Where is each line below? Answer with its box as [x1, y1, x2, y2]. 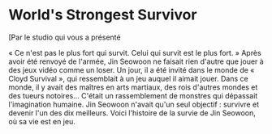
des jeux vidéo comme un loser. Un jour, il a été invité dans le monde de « [8, 65, 255, 74]
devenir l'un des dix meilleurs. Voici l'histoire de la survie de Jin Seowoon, [8, 107, 256, 118]
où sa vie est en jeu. [8, 116, 76, 126]
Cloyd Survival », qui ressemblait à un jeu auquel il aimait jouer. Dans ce [8, 73, 249, 83]
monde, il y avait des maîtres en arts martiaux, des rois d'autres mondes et [8, 82, 258, 92]
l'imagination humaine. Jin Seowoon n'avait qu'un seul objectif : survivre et [8, 99, 260, 109]
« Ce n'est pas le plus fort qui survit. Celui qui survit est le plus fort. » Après [8, 48, 261, 57]
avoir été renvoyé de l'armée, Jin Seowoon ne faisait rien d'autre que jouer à [8, 57, 264, 66]
